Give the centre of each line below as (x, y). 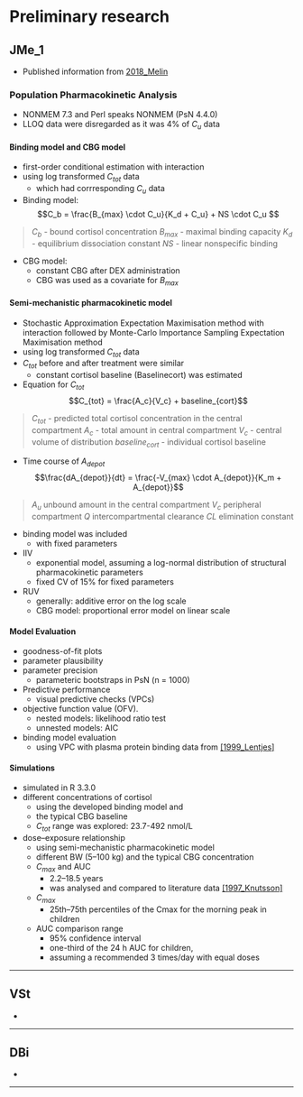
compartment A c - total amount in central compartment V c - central (156, 431)
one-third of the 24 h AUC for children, (121, 947)
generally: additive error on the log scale (111, 601)
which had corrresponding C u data (100, 189)
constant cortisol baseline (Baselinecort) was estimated (139, 375)
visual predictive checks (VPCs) (95, 699)
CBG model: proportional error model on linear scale (133, 611)
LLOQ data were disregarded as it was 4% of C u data (121, 125)
